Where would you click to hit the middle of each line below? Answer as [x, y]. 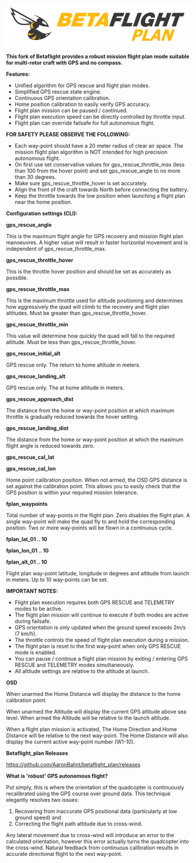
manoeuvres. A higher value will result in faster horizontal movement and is [97, 242]
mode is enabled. [36, 652]
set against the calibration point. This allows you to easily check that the [93, 487]
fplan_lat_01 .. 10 [27, 539]
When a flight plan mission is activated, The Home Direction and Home [92, 729]
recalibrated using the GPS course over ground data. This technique [89, 794]
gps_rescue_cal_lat [30, 457]
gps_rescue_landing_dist [37, 428]
